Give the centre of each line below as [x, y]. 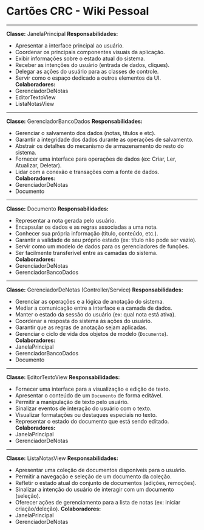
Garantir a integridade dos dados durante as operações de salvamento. [104, 139]
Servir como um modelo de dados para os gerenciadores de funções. [102, 246]
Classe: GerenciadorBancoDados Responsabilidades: [74, 121]
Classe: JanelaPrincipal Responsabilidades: [62, 33]
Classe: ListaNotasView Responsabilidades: [62, 458]
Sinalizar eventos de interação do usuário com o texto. [83, 408]
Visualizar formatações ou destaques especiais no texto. [86, 414]
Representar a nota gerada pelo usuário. [66, 220]
